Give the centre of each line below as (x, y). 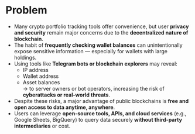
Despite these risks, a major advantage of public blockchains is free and (101, 101)
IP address (36, 70)
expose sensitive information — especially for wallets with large (91, 51)
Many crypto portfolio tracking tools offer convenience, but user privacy (101, 26)
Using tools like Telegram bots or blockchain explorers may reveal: (96, 63)
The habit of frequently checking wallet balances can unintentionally (98, 45)
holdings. (25, 57)
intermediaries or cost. (42, 126)
